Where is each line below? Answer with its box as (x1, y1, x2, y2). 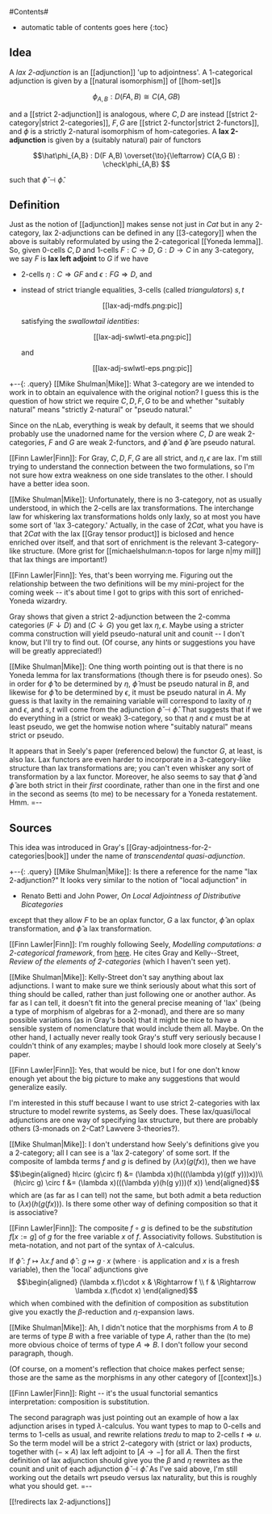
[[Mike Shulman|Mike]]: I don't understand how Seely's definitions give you (9, 1139, 260, 1150)
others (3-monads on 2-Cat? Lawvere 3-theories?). (9, 1124, 180, 1133)
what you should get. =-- (9, 1482, 93, 1491)
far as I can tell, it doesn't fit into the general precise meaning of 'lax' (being (9, 998, 262, 1008)
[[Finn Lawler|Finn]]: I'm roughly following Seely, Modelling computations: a (9, 940, 262, 949)
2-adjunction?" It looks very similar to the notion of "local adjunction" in (9, 876, 247, 885)
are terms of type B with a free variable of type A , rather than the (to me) (9, 1331, 251, 1341)
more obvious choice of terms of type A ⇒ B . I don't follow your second (9, 1340, 249, 1350)
